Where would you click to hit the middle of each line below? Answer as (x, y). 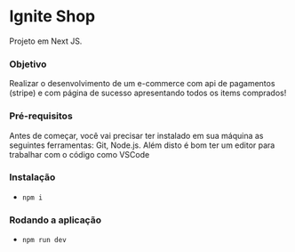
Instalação (32, 177)
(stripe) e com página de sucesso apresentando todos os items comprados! (148, 93)
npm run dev (44, 240)
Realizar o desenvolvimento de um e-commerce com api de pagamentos (142, 84)
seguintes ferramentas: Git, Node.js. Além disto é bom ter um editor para (142, 145)
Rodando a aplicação (56, 220)
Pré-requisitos (41, 116)
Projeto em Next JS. (46, 41)
